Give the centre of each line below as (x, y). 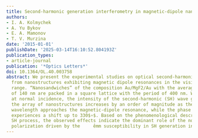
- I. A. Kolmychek (29, 22)
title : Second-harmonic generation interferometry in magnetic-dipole (95, 11)
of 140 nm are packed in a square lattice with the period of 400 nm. (100, 93)
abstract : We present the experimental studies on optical (80, 77)
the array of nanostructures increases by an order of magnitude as (97, 104)
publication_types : (30, 55)
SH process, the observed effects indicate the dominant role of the (98, 121)
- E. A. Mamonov (26, 33)
